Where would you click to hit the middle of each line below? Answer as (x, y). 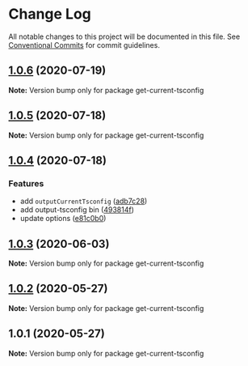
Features (26, 183)
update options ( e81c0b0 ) (63, 219)
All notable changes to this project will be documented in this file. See (124, 36)
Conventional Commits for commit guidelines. (84, 45)
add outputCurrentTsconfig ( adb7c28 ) (84, 201)
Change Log (50, 14)
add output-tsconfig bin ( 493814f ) (77, 210)
